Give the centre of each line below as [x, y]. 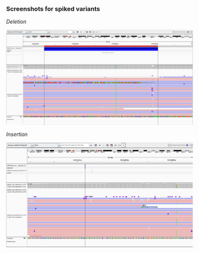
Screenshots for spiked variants [53, 9]
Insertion [17, 134]
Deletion [16, 22]
